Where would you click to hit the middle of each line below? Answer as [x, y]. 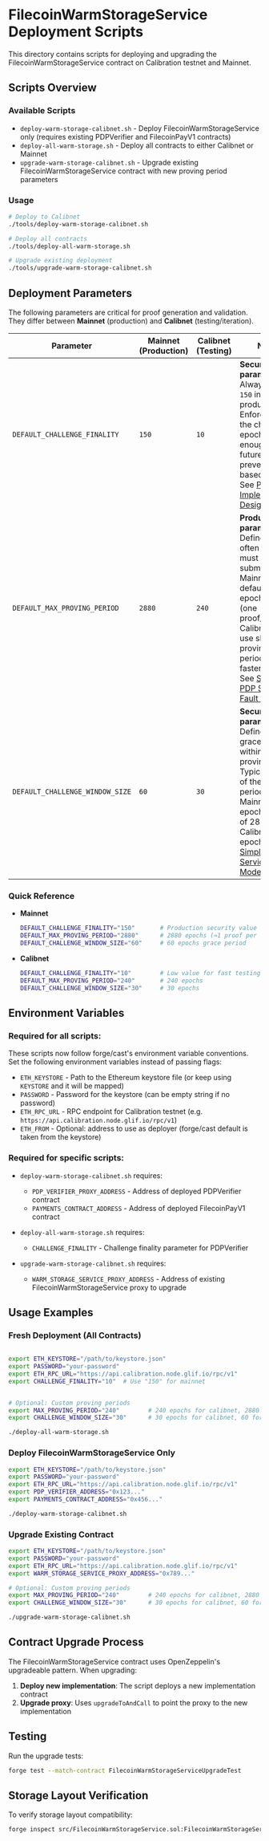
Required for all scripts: [55, 1035]
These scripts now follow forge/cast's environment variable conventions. [128, 1054]
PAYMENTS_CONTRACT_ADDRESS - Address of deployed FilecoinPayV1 [139, 1208]
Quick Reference [42, 896]
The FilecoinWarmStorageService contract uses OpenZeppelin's [114, 1661]
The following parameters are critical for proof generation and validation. [128, 312]
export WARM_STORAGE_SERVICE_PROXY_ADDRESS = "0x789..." [102, 1573]
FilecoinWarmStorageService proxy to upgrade [109, 1287]
